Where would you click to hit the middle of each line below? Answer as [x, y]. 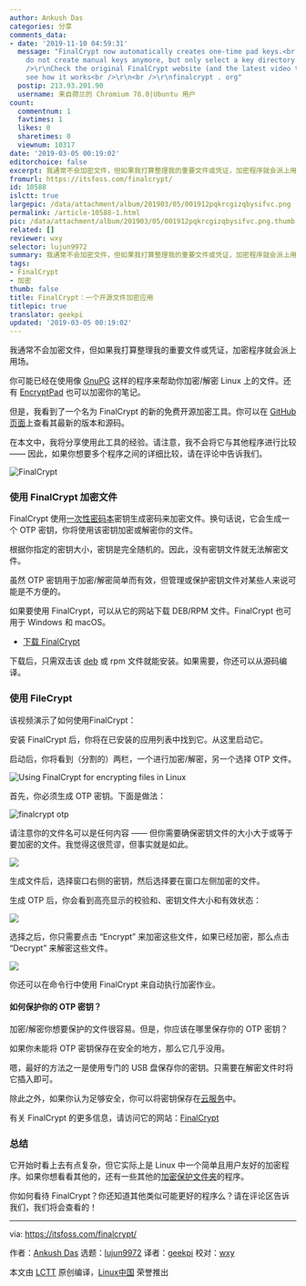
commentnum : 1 [44, 111]
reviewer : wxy [36, 238]
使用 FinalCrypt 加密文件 [64, 498]
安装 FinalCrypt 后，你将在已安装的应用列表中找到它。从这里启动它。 [139, 739]
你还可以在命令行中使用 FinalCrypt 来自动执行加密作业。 [115, 984]
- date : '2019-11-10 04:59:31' [69, 43]
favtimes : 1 [41, 119]
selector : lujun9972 [49, 247]
